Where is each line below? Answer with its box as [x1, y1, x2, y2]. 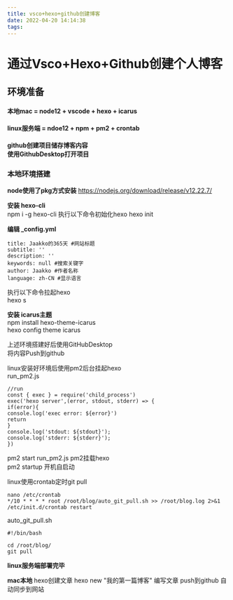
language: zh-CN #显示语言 [7, 275, 82, 282]
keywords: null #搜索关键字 [7, 260, 84, 267]
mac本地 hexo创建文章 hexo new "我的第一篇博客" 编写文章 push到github [7, 576, 219, 585]
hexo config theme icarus [7, 326, 81, 334]
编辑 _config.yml [7, 225, 57, 234]
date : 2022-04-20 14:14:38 [7, 17, 86, 24]
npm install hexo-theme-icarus [7, 319, 96, 327]
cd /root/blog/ [7, 542, 52, 549]
